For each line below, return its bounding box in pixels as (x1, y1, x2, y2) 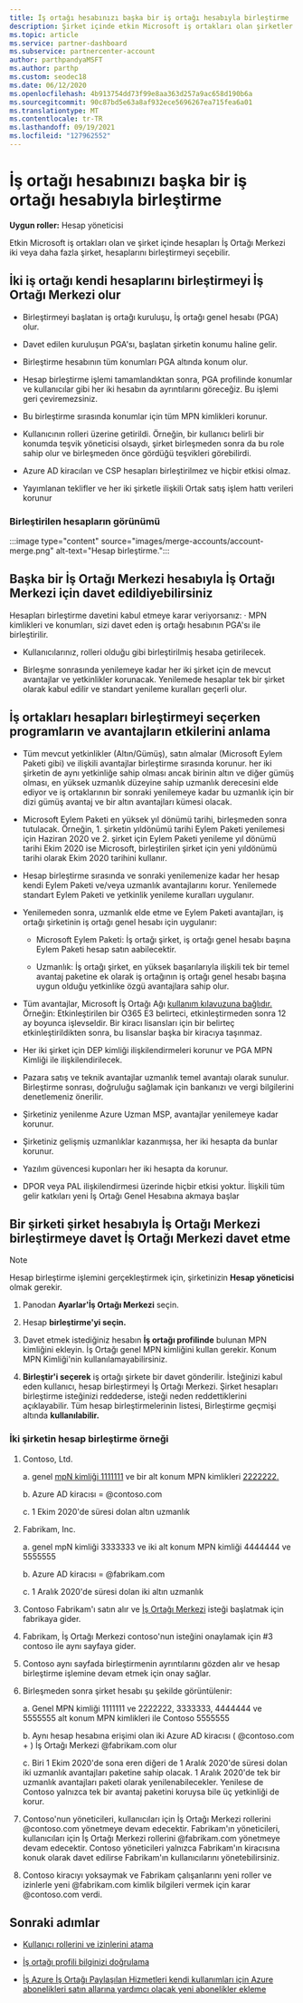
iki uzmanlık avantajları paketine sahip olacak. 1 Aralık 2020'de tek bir (22, 1766, 281, 1778)
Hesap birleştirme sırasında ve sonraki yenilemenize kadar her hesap (22, 870, 280, 881)
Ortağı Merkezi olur (9, 288, 121, 303)
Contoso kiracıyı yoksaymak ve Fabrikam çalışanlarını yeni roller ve (22, 1870, 272, 1881)
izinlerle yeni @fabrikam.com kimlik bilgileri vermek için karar (22, 1879, 251, 1890)
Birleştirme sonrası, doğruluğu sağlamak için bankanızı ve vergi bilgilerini (22, 1081, 294, 1092)
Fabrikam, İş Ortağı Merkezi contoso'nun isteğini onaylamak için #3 (22, 1630, 273, 1642)
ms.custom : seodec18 (9, 73, 88, 82)
